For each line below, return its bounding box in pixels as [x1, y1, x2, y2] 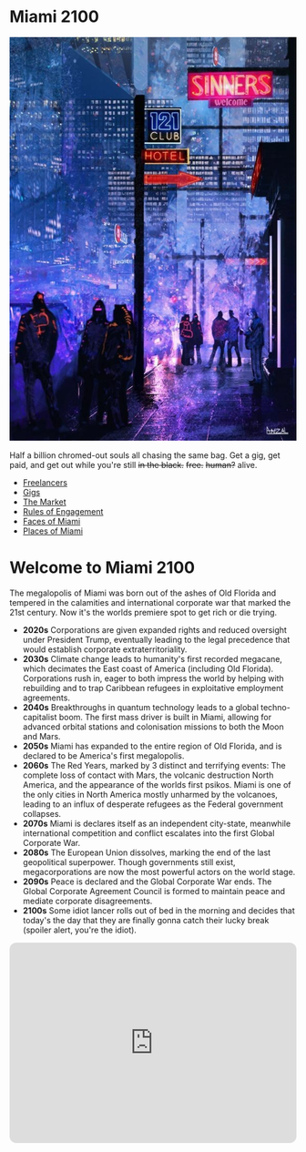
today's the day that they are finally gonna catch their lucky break [22, 914, 270, 925]
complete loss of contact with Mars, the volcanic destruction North [22, 770, 274, 780]
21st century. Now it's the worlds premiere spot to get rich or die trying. [9, 607, 278, 617]
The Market [22, 496, 66, 507]
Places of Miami [22, 525, 84, 536]
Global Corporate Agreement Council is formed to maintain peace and [22, 885, 285, 896]
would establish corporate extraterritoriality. [22, 644, 188, 655]
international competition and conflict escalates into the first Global [22, 827, 275, 839]
